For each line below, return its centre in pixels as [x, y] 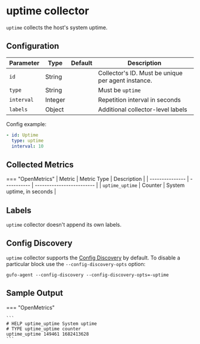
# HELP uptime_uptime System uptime [51, 323]
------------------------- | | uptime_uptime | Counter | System [110, 185]
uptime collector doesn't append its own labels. [64, 225]
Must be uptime [119, 90]
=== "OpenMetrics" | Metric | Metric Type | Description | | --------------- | [98, 179]
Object [54, 110]
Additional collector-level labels [143, 110]
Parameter [24, 62]
